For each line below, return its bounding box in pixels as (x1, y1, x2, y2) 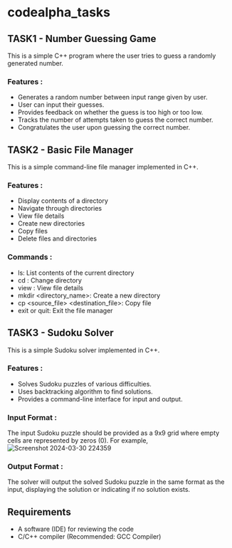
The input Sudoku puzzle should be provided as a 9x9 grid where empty (7, 428, 220, 438)
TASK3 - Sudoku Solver (7, 327, 114, 339)
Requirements (7, 506, 71, 518)
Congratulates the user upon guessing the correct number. (17, 123, 191, 132)
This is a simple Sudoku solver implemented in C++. (7, 346, 160, 354)
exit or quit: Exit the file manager (17, 306, 113, 315)
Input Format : (7, 412, 57, 422)
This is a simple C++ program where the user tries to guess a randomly (7, 51, 216, 60)
